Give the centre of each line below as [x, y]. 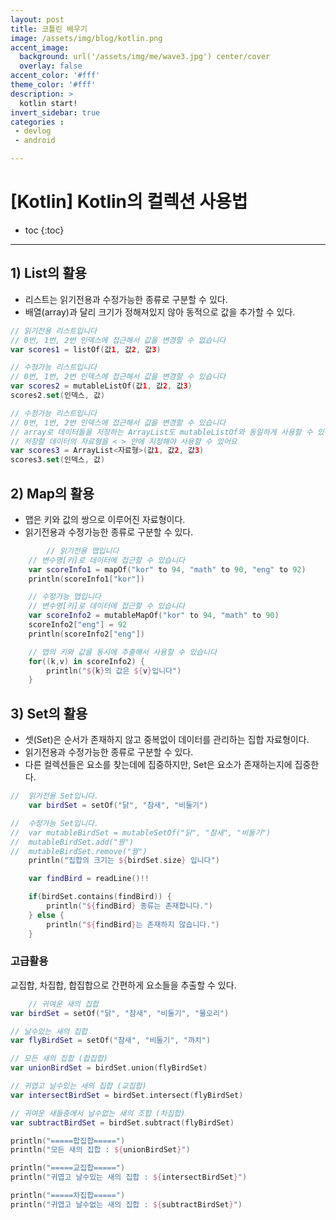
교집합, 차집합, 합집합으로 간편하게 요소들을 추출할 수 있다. [123, 985]
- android [35, 141]
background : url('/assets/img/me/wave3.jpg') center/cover [145, 57]
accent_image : [40, 47]
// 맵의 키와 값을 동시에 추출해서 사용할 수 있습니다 [122, 652]
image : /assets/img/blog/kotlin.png [86, 38]
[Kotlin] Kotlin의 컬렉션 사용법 [129, 202]
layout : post [37, 19]
